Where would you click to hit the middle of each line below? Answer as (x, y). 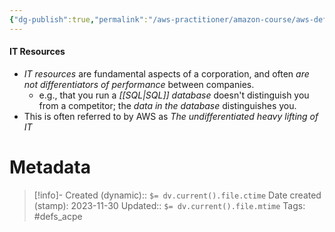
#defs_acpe (58, 216)
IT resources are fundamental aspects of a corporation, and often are (166, 73)
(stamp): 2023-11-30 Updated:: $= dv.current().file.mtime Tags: (169, 205)
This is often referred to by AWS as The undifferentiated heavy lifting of (171, 116)
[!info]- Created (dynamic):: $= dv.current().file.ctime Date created (177, 195)
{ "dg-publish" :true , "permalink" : (79, 19)
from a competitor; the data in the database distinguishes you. (167, 105)
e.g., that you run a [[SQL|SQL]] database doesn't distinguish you (174, 95)
